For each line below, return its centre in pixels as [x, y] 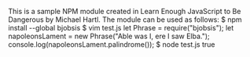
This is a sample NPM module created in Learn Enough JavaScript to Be [125, 11]
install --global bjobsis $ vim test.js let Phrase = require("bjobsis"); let [121, 28]
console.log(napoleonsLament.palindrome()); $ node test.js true [112, 45]
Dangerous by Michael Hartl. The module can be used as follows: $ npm [125, 20]
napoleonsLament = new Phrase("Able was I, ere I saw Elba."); [109, 36]
